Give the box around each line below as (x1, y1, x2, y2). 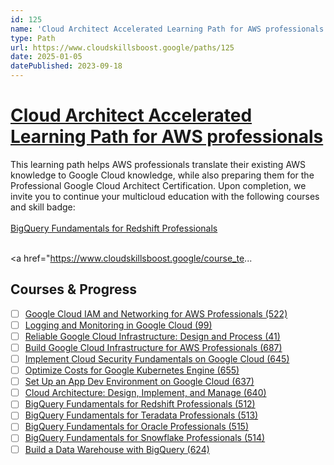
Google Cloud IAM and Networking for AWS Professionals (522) (24, 307, 288, 320)
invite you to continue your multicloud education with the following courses (10, 190, 320, 202)
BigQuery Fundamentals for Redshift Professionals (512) (24, 398, 256, 410)
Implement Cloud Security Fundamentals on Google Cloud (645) (24, 353, 290, 365)
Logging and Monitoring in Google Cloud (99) (24, 319, 213, 331)
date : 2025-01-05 (10, 52, 83, 62)
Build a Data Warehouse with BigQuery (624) (24, 443, 210, 455)
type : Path (10, 33, 56, 43)
